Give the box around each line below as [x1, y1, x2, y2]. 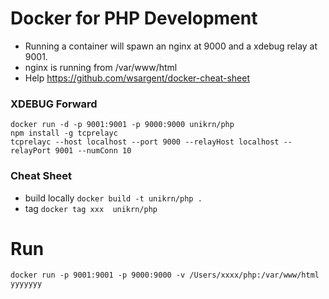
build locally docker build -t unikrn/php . [24, 192, 203, 204]
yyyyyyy [10, 279, 43, 289]
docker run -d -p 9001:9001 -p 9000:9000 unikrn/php [10, 120, 235, 130]
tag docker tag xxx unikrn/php [24, 202, 158, 214]
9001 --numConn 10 [54, 146, 132, 156]
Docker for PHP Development [10, 7, 258, 30]
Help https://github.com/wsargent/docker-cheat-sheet [24, 72, 251, 84]
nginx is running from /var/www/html [24, 61, 178, 73]
